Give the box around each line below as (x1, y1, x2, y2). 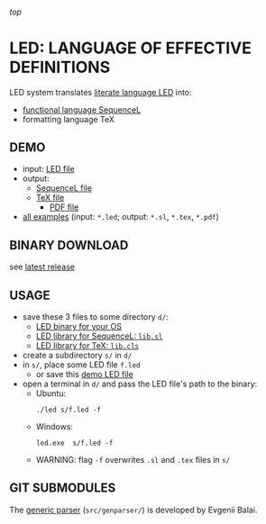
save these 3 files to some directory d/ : (22, 311, 169, 322)
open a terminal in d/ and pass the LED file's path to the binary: (22, 378, 258, 389)
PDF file (49, 202, 79, 212)
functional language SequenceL (22, 104, 142, 115)
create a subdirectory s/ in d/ (22, 349, 133, 360)
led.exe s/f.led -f (35, 438, 114, 447)
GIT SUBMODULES (9, 481, 116, 496)
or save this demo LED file (35, 368, 133, 379)
